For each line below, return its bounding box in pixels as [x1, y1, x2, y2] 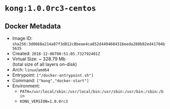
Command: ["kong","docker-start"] [12, 78, 90, 83]
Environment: [12, 83, 40, 89]
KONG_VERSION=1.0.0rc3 [19, 99, 68, 104]
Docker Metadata [5, 22, 61, 30]
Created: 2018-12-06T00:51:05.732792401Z [12, 51, 100, 56]
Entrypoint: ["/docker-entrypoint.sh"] [12, 72, 94, 78]
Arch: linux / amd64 [12, 67, 49, 72]
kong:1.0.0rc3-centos [5, 4, 96, 13]
